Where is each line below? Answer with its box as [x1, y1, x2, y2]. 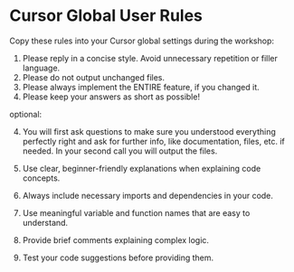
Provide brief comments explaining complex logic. [22, 234, 210, 245]
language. [22, 62, 61, 73]
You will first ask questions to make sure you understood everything [22, 126, 276, 136]
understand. [22, 217, 69, 228]
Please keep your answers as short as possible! [22, 91, 201, 102]
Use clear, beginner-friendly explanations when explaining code [22, 163, 261, 174]
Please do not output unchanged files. [22, 71, 166, 82]
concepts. [22, 173, 61, 183]
